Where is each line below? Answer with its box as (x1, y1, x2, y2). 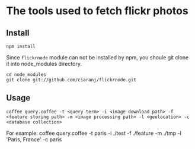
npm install (6, 43, 36, 49)
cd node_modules (6, 72, 46, 78)
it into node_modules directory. (6, 61, 82, 67)
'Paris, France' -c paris (6, 135, 62, 143)
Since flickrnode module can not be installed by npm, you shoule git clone (6, 54, 189, 61)
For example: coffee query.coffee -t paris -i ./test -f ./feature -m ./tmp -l (6, 129, 182, 137)
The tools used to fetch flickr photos (6, 4, 188, 18)
